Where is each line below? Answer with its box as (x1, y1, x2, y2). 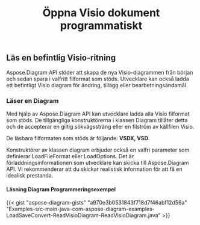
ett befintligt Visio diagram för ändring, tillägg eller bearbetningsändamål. (6, 81, 188, 88)
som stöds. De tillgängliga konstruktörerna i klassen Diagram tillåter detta (6, 116, 188, 123)
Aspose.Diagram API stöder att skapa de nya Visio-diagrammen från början (6, 69, 193, 76)
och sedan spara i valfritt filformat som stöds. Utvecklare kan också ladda (6, 75, 190, 82)
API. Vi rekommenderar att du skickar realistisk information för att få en (6, 165, 183, 173)
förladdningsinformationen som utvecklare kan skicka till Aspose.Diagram (6, 159, 189, 166)
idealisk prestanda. (6, 171, 54, 179)
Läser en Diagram (6, 96, 59, 105)
